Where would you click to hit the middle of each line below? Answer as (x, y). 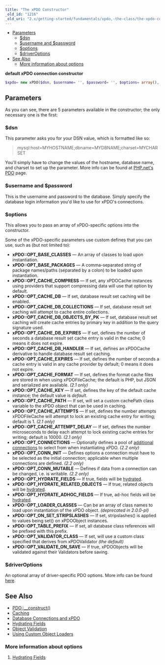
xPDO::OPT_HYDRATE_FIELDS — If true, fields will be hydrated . (77, 479)
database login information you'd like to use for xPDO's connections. (74, 201)
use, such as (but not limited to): (38, 245)
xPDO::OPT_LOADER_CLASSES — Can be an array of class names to (82, 505)
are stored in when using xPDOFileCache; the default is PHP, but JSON (84, 380)
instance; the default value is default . (50, 395)
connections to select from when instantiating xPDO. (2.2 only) (76, 447)
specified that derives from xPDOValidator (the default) (68, 541)
